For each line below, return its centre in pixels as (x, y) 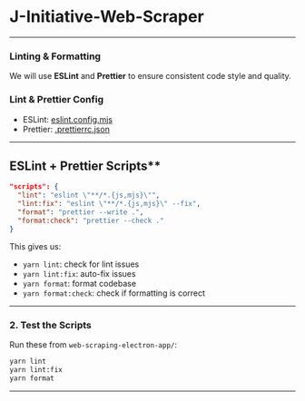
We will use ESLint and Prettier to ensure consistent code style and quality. (151, 76)
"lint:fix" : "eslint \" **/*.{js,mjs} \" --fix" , (109, 204)
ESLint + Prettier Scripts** (85, 166)
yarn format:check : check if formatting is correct (114, 293)
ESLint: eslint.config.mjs (68, 119)
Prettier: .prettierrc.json (66, 129)
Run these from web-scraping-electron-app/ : (93, 344)
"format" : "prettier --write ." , (81, 212)
